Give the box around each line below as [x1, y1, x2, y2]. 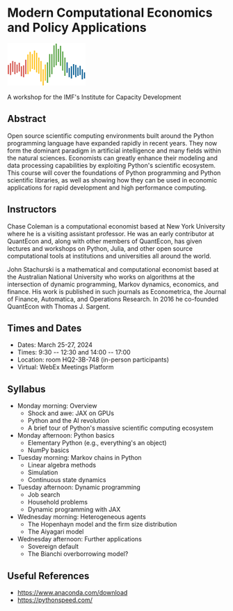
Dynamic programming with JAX [27, 505, 121, 513]
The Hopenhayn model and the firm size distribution [27, 520, 177, 529]
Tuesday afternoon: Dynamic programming [17, 483, 140, 492]
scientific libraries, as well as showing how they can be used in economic [7, 176, 218, 184]
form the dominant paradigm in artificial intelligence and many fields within [7, 146, 221, 155]
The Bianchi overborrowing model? [27, 550, 129, 558]
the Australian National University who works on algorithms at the [7, 272, 195, 281]
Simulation [27, 468, 58, 477]
